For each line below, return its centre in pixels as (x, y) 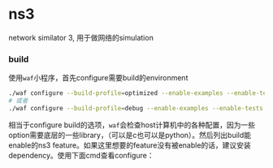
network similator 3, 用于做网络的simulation (81, 37)
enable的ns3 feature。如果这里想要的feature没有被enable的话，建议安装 (130, 145)
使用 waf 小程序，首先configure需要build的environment (98, 78)
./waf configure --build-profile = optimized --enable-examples (116, 93)
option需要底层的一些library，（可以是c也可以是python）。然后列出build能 (130, 135)
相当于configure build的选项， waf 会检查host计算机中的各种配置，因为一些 (132, 125)
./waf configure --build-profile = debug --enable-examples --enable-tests (136, 108)
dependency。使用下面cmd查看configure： (81, 155)
